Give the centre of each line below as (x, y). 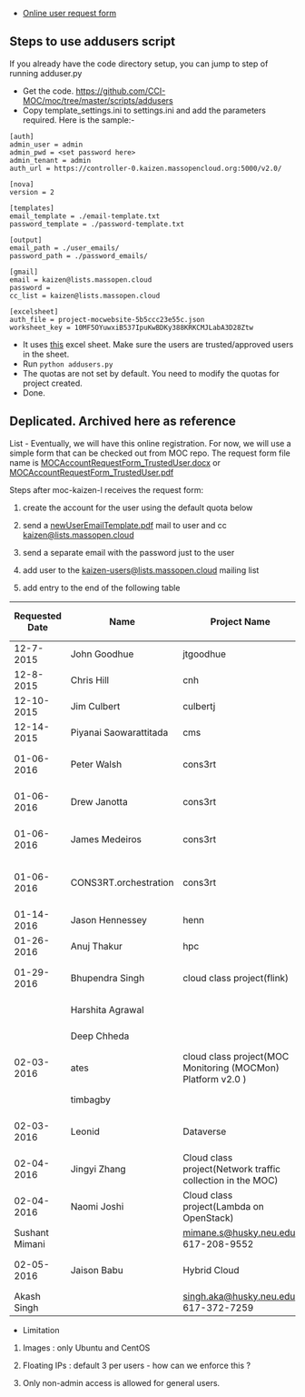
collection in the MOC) (231, 1180)
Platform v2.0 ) (215, 1079)
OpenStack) (208, 1218)
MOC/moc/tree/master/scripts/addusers (98, 100)
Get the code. (48, 91)
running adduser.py (46, 73)
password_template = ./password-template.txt (97, 224)
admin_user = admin (46, 145)
